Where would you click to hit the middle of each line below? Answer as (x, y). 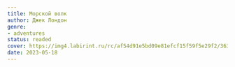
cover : (17, 46)
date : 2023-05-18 (33, 53)
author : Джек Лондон (37, 20)
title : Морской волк (37, 14)
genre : (17, 27)
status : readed (29, 40)
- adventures (26, 33)
